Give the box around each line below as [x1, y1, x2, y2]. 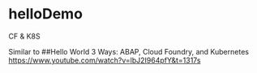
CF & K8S [8, 31, 41, 41]
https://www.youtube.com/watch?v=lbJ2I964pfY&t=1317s [8, 55, 201, 65]
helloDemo [8, 5, 84, 23]
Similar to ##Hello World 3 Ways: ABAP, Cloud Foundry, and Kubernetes [8, 47, 250, 56]
